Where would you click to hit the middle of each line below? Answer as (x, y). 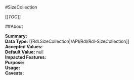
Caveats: (15, 73)
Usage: (13, 68)
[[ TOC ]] (13, 17)
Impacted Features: (25, 57)
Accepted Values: (24, 46)
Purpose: (15, 62)
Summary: (16, 36)
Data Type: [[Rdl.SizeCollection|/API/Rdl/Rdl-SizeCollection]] (67, 41)
